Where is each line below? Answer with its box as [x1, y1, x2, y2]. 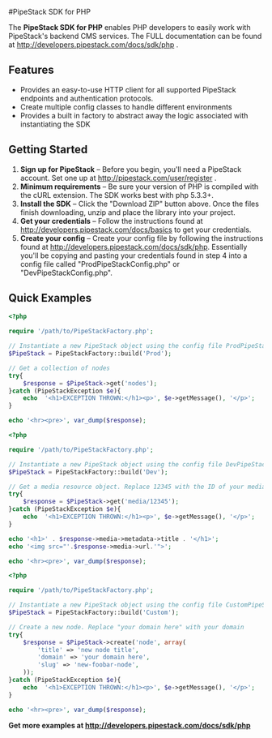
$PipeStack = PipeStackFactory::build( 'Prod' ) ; [8, 350, 172, 358]
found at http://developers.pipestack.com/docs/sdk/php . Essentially [19, 242, 248, 251]
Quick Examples [8, 291, 92, 305]
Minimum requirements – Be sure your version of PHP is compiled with [19, 182, 259, 191]
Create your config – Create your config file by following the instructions [19, 233, 264, 242]
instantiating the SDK [19, 119, 91, 129]
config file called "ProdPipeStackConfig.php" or [19, 259, 181, 268]
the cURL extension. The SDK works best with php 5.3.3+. [19, 190, 215, 200]
